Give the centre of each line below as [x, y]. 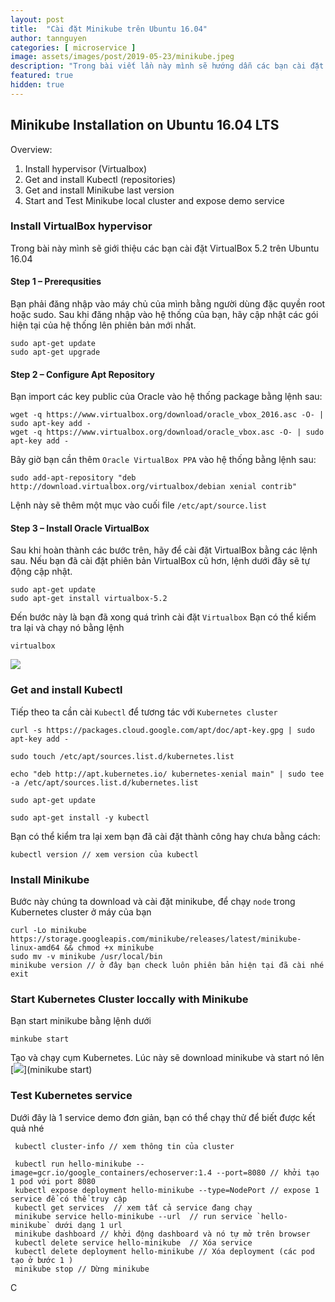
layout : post [37, 19]
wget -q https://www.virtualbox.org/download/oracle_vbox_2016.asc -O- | [167, 415]
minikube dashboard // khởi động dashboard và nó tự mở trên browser [162, 1234]
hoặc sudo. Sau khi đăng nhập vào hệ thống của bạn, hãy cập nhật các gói [164, 315]
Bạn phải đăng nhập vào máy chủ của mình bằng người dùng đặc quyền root [168, 304]
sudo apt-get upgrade [55, 352]
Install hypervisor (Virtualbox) [86, 168]
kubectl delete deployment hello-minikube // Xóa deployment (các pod [164, 1251]
